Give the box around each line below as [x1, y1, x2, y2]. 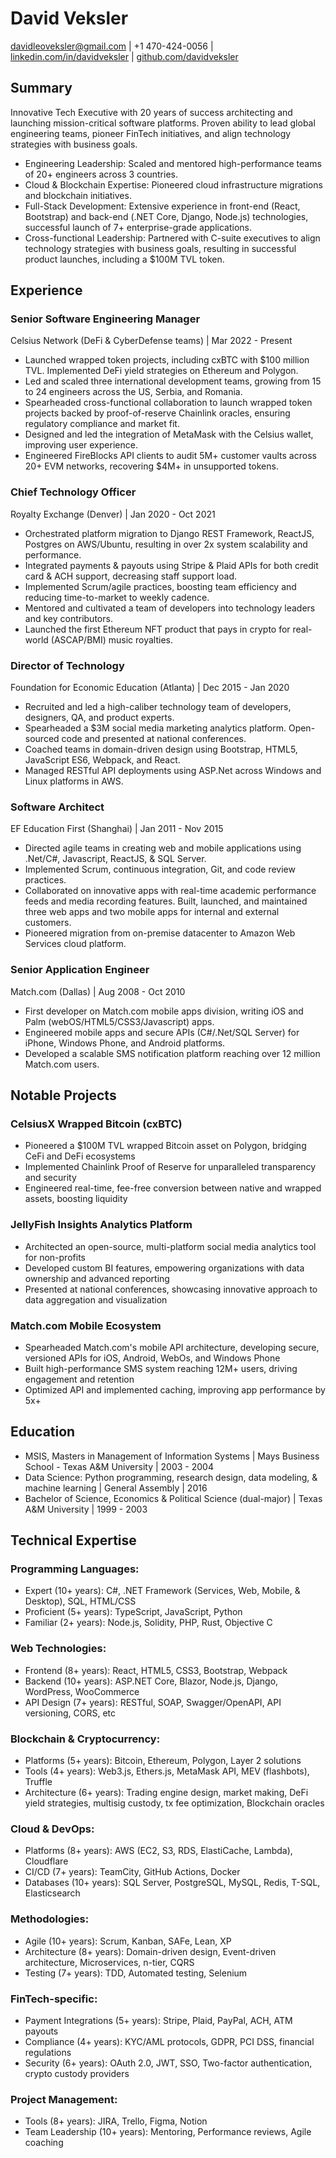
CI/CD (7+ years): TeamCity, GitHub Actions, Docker [24, 1866, 241, 1878]
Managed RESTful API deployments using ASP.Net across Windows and [24, 765, 322, 777]
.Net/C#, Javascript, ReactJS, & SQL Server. [24, 853, 207, 865]
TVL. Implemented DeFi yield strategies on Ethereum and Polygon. [24, 365, 299, 377]
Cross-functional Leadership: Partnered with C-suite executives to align [24, 232, 321, 244]
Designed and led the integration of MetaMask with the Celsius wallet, [24, 428, 314, 441]
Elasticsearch [24, 1887, 81, 1899]
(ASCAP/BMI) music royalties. [50, 633, 173, 646]
